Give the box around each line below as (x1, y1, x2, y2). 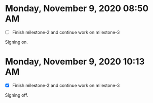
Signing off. (5, 92, 28, 98)
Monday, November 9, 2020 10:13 (5, 56, 145, 67)
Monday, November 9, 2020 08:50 (5, 3, 149, 14)
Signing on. (5, 39, 28, 45)
